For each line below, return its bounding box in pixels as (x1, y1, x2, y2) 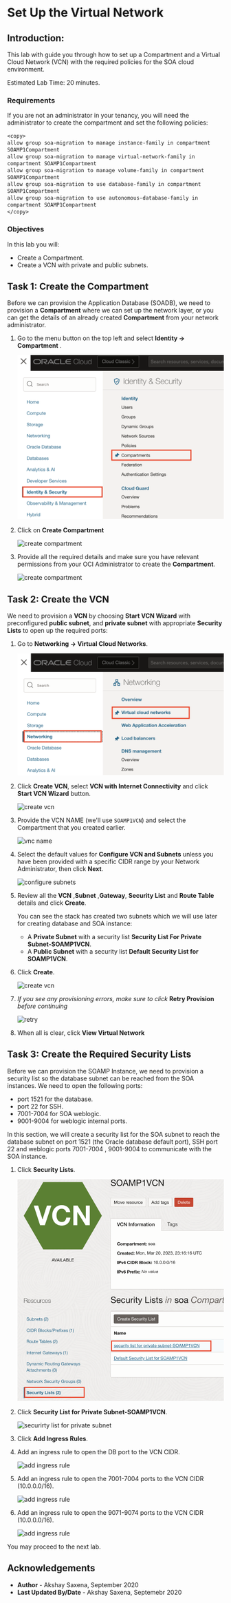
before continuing (16, 1002, 68, 1010)
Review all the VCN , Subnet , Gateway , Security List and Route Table (16, 892, 214, 900)
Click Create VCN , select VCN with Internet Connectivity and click (16, 782, 208, 790)
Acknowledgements (7, 1562, 96, 1574)
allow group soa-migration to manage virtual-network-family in (7, 154, 195, 160)
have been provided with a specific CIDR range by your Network (16, 857, 200, 866)
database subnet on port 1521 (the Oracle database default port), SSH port (7, 1138, 218, 1146)
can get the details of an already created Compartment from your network (7, 313, 219, 322)
